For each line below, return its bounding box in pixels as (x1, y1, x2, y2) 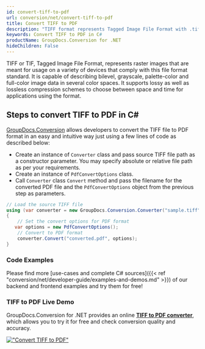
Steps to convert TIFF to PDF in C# (6, 110, 139, 120)
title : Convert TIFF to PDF (6, 20, 78, 26)
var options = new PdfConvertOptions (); (14, 224, 119, 231)
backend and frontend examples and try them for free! (6, 282, 143, 290)
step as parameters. (15, 190, 66, 197)
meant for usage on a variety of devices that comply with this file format (6, 66, 188, 73)
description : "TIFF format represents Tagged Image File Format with (6, 26, 187, 32)
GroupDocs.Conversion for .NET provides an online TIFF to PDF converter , (6, 312, 194, 319)
